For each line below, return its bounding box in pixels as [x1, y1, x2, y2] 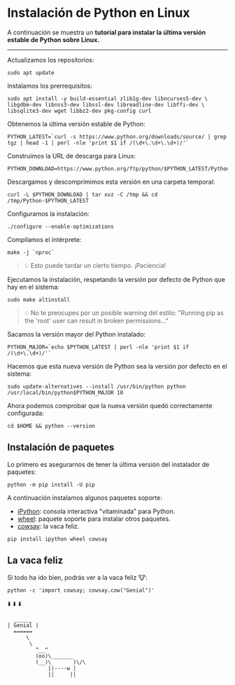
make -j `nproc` [7, 249, 55, 256]
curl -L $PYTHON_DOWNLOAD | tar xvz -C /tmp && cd [7, 191, 158, 198]
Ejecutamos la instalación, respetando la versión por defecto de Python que [7, 275, 226, 283]
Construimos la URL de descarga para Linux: [7, 151, 136, 160]
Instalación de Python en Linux [7, 5, 190, 21]
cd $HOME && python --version [7, 422, 96, 429]
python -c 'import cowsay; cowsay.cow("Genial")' [7, 587, 155, 594]
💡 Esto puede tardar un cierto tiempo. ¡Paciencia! [24, 261, 166, 269]
